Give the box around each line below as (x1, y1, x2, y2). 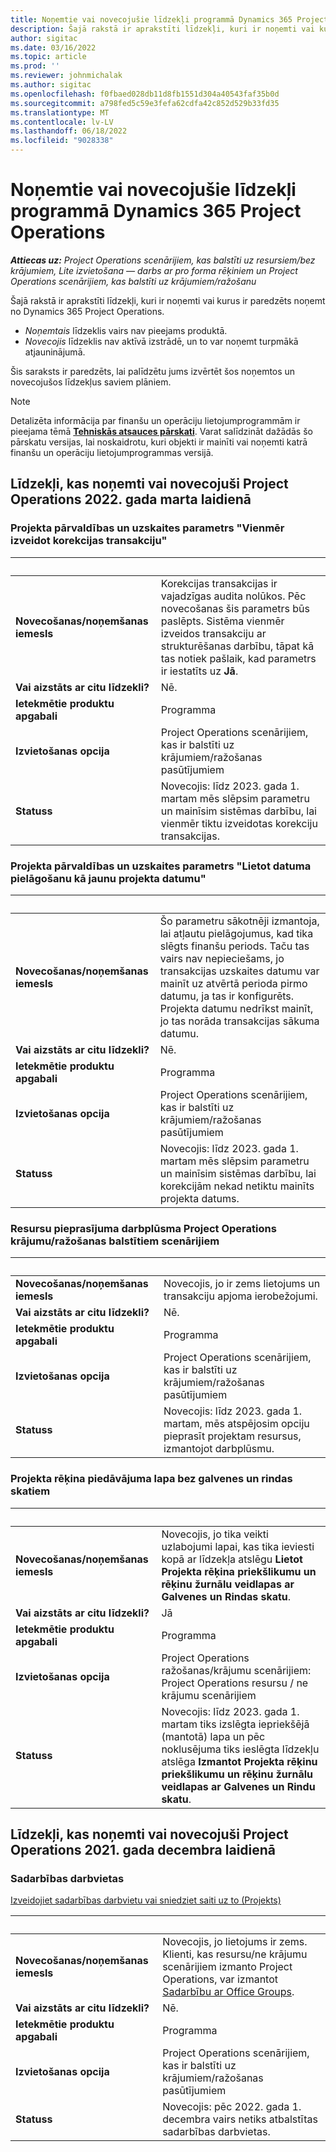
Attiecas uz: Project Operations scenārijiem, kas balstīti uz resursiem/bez (10, 254, 316, 266)
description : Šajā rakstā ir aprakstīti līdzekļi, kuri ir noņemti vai (10, 24, 315, 34)
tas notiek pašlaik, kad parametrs (160, 651, 317, 665)
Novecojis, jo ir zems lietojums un (163, 1277, 321, 1291)
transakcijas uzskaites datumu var (159, 964, 320, 978)
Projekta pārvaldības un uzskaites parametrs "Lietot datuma (10, 859, 312, 873)
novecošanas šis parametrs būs (160, 601, 310, 615)
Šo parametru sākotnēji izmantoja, (159, 914, 320, 928)
